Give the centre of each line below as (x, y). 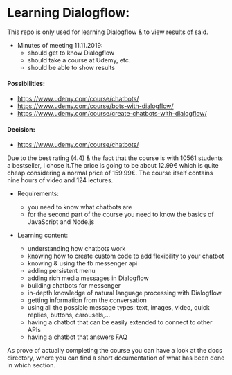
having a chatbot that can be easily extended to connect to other (120, 322)
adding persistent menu (61, 271)
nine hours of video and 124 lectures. (60, 180)
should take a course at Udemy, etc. (79, 60)
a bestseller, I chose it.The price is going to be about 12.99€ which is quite (113, 166)
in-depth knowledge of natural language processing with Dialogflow (124, 293)
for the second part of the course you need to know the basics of (121, 215)
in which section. (32, 365)
